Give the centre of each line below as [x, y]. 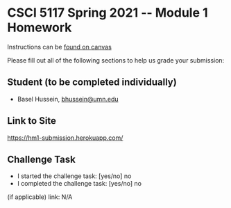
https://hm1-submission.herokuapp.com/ [65, 138]
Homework [40, 27]
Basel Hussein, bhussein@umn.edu [68, 99]
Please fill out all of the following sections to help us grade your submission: [116, 60]
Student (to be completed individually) [92, 82]
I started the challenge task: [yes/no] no [74, 176]
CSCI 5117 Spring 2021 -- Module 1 [108, 13]
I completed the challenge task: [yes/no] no [79, 184]
